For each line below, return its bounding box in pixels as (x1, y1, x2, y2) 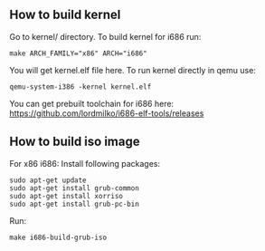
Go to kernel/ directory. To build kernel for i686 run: (9, 31, 202, 42)
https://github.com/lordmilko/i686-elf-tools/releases (9, 108, 204, 119)
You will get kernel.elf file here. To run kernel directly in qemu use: (9, 64, 256, 75)
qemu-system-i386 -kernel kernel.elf (9, 82, 152, 92)
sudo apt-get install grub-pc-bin (9, 199, 140, 208)
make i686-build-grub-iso (9, 233, 107, 242)
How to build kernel (9, 7, 121, 23)
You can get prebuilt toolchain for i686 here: (9, 98, 175, 109)
